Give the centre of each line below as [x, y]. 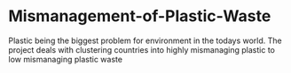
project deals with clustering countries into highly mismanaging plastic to [142, 49]
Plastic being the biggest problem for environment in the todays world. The [145, 40]
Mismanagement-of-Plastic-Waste [140, 16]
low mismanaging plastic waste [66, 59]
